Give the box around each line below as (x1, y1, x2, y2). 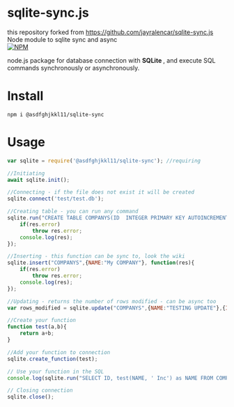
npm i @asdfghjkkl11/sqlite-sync (7, 111, 104, 118)
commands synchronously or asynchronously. (7, 63, 140, 72)
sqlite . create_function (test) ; (7, 355, 98, 362)
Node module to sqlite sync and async (7, 35, 118, 43)
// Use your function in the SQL (7, 368, 104, 375)
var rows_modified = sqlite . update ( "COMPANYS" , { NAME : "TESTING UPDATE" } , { (7, 305, 226, 312)
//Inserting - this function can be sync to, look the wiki (7, 253, 186, 260)
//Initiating (7, 169, 45, 177)
